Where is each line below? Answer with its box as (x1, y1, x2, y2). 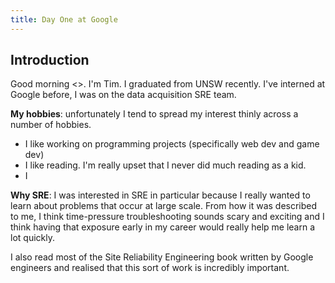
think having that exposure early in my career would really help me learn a (10, 221, 316, 233)
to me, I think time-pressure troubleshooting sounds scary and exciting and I (10, 211, 325, 223)
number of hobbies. (10, 119, 92, 131)
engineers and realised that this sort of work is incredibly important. (10, 262, 290, 274)
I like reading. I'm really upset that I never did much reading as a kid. (24, 159, 307, 171)
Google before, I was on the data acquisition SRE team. (10, 89, 237, 101)
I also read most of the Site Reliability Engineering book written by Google (10, 251, 314, 263)
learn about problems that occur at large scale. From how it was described (10, 200, 318, 212)
